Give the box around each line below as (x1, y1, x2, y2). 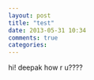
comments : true (8, 33, 58, 42)
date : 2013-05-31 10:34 (8, 26, 87, 34)
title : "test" (8, 19, 55, 27)
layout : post (8, 11, 51, 20)
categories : (8, 41, 47, 49)
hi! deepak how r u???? (8, 63, 83, 72)
